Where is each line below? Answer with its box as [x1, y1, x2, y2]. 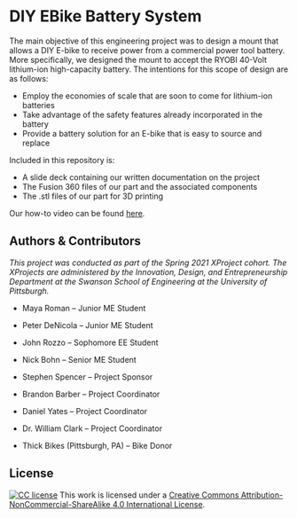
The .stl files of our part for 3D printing [21, 191, 164, 201]
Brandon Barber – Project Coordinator [21, 388, 160, 399]
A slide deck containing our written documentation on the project [21, 171, 260, 183]
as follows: [9, 73, 49, 83]
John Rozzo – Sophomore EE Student [21, 337, 159, 348]
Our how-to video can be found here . [9, 208, 145, 218]
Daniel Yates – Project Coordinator [21, 405, 148, 416]
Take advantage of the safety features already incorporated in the [21, 109, 263, 120]
